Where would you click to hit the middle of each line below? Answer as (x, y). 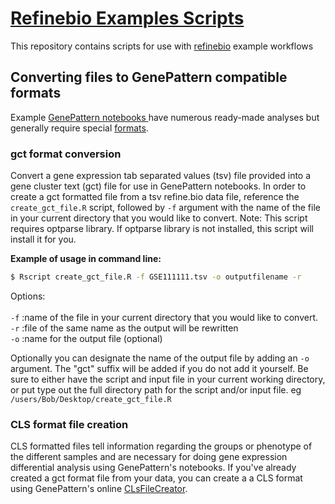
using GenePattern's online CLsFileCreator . (99, 489)
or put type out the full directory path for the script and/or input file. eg (156, 389)
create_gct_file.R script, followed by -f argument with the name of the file (165, 208)
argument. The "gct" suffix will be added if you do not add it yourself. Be (159, 368)
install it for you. (43, 239)
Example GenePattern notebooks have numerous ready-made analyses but (165, 117)
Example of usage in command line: (86, 259)
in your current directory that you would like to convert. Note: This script (159, 218)
